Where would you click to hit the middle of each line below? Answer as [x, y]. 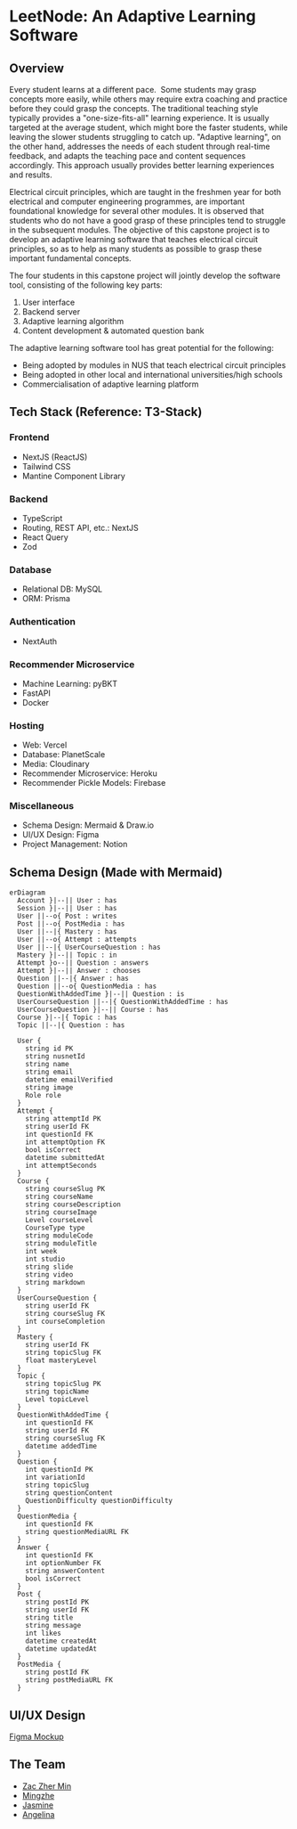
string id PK [49, 1049]
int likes [44, 1633]
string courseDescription [73, 1204]
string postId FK [57, 1672]
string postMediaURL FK [69, 1680]
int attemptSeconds [61, 1166]
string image [49, 1088]
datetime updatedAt [61, 1649]
